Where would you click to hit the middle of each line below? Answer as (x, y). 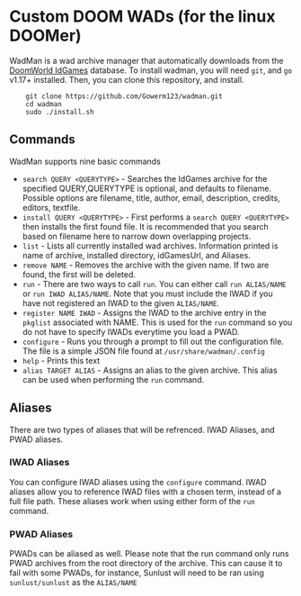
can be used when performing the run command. (113, 379)
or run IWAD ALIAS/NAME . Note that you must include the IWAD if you (147, 293)
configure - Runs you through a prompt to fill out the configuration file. (153, 341)
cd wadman (44, 104)
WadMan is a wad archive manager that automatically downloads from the (146, 60)
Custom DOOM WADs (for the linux (142, 17)
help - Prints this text (61, 360)
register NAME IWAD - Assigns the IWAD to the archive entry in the (144, 312)
